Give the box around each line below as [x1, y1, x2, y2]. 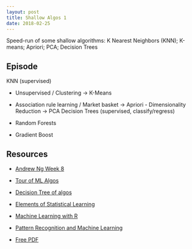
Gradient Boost [15, 131, 54, 139]
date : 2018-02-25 [6, 20, 51, 26]
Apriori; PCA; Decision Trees [26, 43, 98, 51]
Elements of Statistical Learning [15, 201, 95, 208]
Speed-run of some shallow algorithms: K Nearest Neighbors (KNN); [6, 37, 179, 45]
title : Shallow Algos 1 [6, 15, 67, 21]
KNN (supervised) [6, 78, 52, 85]
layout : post [6, 9, 40, 15]
